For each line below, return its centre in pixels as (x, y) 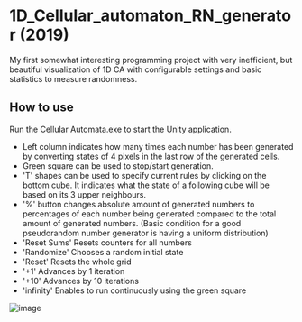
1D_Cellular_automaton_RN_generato (150, 16)
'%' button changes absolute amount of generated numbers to (138, 204)
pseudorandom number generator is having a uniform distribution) (145, 233)
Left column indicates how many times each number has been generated (158, 146)
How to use (41, 108)
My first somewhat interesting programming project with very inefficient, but (151, 60)
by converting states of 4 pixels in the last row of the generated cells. (151, 156)
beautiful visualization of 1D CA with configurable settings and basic (136, 69)
